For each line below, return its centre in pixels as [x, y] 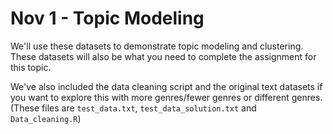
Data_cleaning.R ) [46, 118]
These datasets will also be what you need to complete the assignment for [163, 56]
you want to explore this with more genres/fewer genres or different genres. [166, 97]
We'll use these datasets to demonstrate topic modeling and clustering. [157, 46]
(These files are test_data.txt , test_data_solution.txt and [133, 108]
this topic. [31, 67]
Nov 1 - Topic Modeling [107, 18]
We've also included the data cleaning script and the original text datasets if [166, 86]
